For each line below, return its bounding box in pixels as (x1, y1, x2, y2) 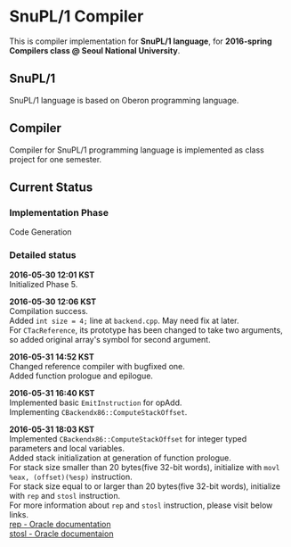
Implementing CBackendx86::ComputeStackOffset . (9, 406, 188, 417)
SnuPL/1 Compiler (9, 6, 144, 27)
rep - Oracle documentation (9, 518, 111, 529)
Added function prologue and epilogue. (9, 370, 154, 381)
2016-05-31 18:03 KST (9, 424, 95, 435)
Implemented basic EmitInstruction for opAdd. (9, 397, 182, 408)
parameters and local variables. (9, 443, 125, 453)
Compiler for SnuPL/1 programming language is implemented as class (9, 145, 264, 155)
